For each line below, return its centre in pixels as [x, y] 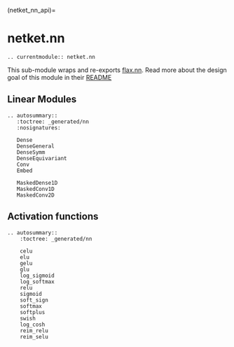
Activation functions [53, 217]
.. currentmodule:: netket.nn [51, 57]
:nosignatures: [39, 128]
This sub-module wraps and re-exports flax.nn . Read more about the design [117, 70]
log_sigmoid [37, 276]
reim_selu [34, 337]
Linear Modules [42, 100]
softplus [33, 312]
